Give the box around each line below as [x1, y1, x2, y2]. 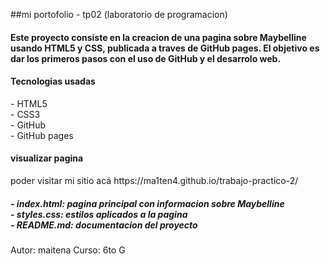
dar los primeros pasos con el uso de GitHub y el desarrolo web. [10, 52, 282, 64]
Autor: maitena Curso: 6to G [10, 244, 126, 256]
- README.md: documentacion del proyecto [10, 219, 198, 231]
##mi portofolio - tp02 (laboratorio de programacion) [10, 9, 228, 20]
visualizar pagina [10, 152, 84, 164]
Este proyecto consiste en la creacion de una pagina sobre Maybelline [10, 31, 307, 43]
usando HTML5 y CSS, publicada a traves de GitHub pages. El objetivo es [10, 42, 320, 54]
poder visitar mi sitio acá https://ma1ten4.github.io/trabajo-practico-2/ [10, 175, 299, 186]
